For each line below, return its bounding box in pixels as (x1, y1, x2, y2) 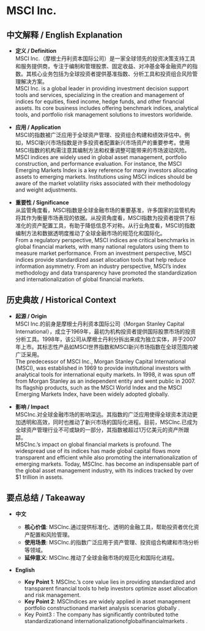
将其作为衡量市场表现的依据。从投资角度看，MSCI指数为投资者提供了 (15, 214, 190, 221)
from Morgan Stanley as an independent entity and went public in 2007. (15, 377, 196, 385)
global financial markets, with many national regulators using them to (15, 243, 189, 250)
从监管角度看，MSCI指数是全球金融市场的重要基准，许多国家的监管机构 (15, 206, 196, 214)
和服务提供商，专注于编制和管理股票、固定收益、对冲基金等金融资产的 (15, 63, 193, 69)
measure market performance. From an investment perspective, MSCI (15, 249, 192, 257)
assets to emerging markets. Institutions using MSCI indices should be (15, 173, 193, 180)
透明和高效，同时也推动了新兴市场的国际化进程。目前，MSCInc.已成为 (20, 418, 198, 426)
